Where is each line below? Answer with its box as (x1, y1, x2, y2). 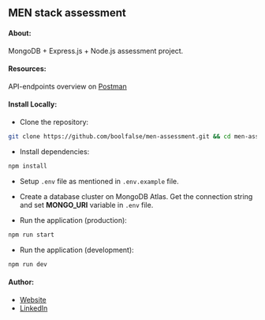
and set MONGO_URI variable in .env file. (19, 200, 154, 209)
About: (8, 28, 32, 38)
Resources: (8, 64, 47, 73)
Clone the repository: (19, 118, 89, 126)
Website (19, 295, 47, 304)
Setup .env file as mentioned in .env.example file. (19, 176, 179, 186)
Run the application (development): (19, 245, 134, 254)
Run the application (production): (19, 215, 128, 224)
